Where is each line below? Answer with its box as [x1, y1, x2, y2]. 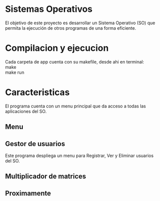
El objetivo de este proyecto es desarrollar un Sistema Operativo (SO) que [5, 20, 156, 26]
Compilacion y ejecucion [5, 43, 109, 54]
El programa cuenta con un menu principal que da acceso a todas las [5, 103, 146, 109]
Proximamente [5, 189, 51, 198]
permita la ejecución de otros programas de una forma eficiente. [5, 25, 137, 31]
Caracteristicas [5, 87, 70, 98]
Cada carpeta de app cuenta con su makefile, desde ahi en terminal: [5, 58, 144, 65]
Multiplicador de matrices [5, 172, 86, 181]
